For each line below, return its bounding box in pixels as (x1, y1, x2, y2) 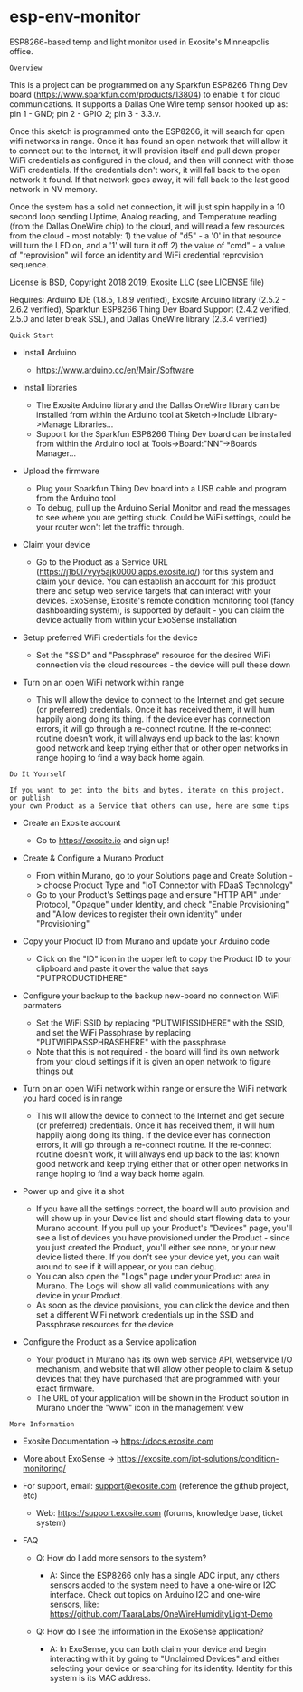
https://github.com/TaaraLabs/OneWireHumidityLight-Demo (49, 1608, 273, 1619)
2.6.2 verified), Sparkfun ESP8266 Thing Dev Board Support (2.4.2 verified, (9, 304, 291, 315)
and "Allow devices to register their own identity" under (35, 909, 242, 919)
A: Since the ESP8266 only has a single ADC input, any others (49, 1570, 280, 1580)
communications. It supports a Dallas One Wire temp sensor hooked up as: (9, 98, 289, 110)
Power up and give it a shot (22, 1185, 125, 1196)
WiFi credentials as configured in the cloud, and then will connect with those (9, 154, 295, 165)
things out (35, 1065, 74, 1076)
